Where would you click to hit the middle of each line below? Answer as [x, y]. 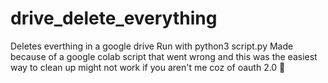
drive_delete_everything [114, 18]
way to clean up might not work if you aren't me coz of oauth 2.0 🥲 [148, 67]
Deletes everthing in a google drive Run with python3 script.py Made [152, 46]
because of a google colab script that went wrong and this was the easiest [164, 56]
